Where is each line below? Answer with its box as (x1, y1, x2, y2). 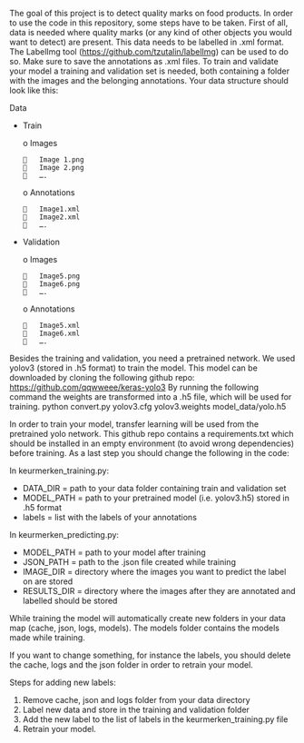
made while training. (9, 632, 86, 643)
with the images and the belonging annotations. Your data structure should (9, 75, 289, 85)
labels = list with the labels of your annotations (22, 512, 198, 522)
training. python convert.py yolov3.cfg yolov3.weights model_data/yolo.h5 (9, 401, 287, 411)
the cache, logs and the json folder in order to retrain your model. (9, 659, 254, 670)
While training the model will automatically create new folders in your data (9, 613, 286, 623)
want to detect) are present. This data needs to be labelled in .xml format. (9, 36, 284, 47)
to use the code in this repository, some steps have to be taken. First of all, (9, 17, 289, 28)
